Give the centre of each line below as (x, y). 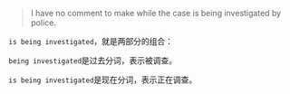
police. (43, 23)
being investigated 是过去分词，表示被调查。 (93, 61)
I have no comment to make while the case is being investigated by (156, 13)
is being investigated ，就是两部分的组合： (91, 41)
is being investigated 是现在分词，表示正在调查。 (103, 80)
